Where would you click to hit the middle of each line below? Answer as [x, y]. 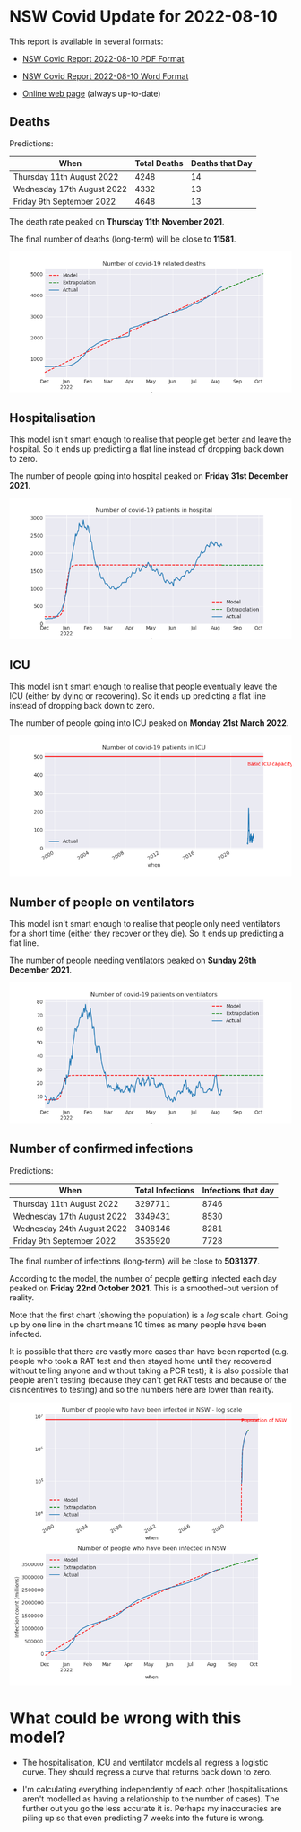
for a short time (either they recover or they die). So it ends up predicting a [147, 933]
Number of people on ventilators [102, 902]
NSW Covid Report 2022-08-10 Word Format [105, 76]
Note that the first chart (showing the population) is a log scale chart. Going [149, 1315]
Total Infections [165, 1191]
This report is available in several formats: [86, 41]
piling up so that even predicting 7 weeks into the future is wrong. [143, 1818]
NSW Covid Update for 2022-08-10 [143, 17]
